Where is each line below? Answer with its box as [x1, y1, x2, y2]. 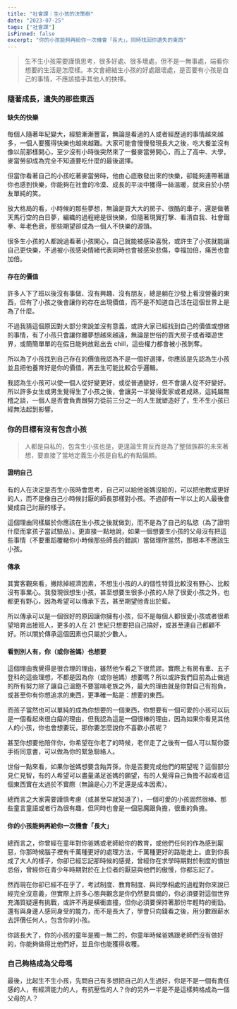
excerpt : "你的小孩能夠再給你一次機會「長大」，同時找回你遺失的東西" [7, 37, 187, 44]
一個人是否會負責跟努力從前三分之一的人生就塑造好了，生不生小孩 [31, 396, 224, 405]
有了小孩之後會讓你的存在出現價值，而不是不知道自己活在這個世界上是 [25, 298, 230, 306]
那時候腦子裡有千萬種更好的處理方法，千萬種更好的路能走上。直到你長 [25, 847, 230, 856]
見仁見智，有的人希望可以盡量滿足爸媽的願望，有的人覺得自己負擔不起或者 [7, 771, 224, 780]
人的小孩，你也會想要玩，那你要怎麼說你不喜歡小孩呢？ [7, 723, 168, 732]
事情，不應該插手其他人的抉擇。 [37, 75, 130, 83]
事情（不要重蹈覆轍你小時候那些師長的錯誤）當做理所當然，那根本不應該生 [13, 536, 230, 544]
